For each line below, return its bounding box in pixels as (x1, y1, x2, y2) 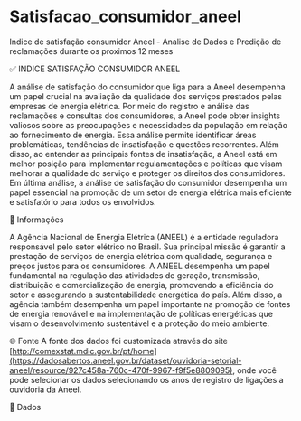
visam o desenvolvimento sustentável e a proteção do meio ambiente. (9, 318, 269, 329)
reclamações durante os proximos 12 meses (9, 45, 174, 56)
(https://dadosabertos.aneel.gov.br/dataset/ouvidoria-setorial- (9, 355, 242, 366)
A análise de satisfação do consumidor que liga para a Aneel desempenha (9, 81, 287, 92)
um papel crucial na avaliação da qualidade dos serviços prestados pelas (9, 90, 283, 101)
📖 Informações (9, 214, 64, 225)
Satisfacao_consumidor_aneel (9, 6, 241, 27)
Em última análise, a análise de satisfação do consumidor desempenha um (9, 177, 287, 188)
